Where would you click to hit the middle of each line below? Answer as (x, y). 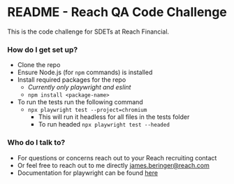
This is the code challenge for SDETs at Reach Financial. (88, 31)
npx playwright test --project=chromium (87, 110)
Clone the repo (39, 65)
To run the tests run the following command (80, 102)
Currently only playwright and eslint (79, 87)
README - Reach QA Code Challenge (117, 12)
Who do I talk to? (36, 143)
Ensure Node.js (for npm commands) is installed (85, 72)
